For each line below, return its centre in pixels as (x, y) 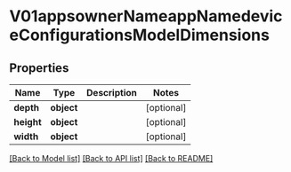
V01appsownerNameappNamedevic (146, 16)
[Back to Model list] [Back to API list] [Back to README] (111, 158)
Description (112, 93)
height (28, 122)
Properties (39, 68)
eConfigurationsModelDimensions (139, 35)
